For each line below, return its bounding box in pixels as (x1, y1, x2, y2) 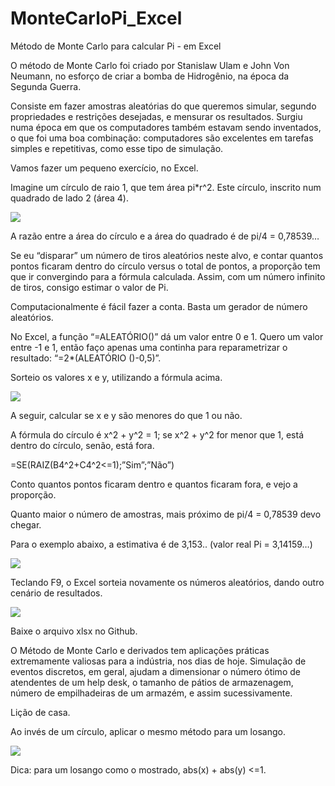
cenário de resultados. (10, 587, 103, 599)
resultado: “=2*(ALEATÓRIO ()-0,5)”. (10, 352, 162, 364)
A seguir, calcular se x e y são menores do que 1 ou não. (10, 409, 243, 421)
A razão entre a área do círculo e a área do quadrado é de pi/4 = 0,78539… (10, 230, 320, 242)
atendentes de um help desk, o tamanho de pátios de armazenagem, (10, 676, 294, 688)
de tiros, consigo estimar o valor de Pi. (10, 281, 169, 293)
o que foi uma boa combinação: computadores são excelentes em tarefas (10, 132, 314, 144)
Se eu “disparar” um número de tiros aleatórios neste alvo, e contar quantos (10, 249, 324, 261)
